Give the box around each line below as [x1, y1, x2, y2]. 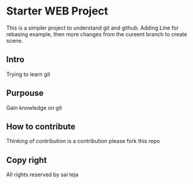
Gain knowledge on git [6, 104, 62, 111]
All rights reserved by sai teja [6, 171, 78, 179]
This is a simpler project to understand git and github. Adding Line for [6, 24, 179, 31]
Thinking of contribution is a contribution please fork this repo [6, 138, 160, 145]
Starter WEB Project [6, 4, 109, 18]
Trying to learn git [6, 71, 51, 78]
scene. [6, 37, 24, 44]
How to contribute [6, 121, 76, 132]
